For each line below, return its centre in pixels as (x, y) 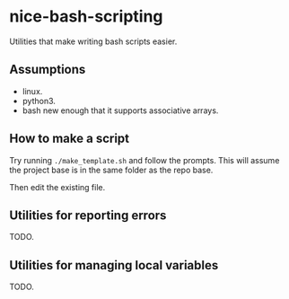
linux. (32, 91)
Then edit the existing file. (57, 187)
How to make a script (70, 139)
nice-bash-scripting (86, 17)
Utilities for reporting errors (88, 215)
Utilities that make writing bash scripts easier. (93, 41)
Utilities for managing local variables (114, 265)
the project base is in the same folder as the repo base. (111, 170)
